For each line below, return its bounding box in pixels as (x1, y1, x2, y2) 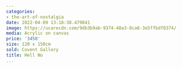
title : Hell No (6, 52, 43, 58)
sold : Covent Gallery (6, 47, 59, 53)
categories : (6, 8, 35, 15)
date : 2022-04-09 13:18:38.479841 (6, 19, 91, 25)
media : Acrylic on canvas (6, 30, 69, 36)
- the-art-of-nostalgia (6, 14, 64, 20)
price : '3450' (6, 36, 41, 42)
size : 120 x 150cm (6, 42, 51, 47)
